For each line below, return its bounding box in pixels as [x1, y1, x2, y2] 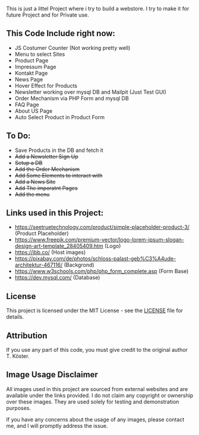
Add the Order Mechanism [14, 166, 80, 173]
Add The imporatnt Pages [14, 184, 78, 192]
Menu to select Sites [14, 50, 65, 58]
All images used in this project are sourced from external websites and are [6, 385, 188, 392]
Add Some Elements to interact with [14, 172, 103, 179]
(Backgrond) [64, 261, 94, 269]
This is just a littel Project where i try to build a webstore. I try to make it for [6, 5, 189, 12]
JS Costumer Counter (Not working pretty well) [14, 44, 131, 51]
